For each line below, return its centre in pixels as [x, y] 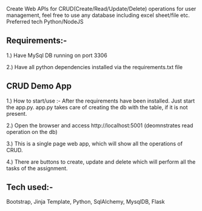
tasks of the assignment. [37, 168]
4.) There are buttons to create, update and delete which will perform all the [101, 162]
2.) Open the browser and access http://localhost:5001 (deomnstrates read [100, 125]
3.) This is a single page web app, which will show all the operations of [95, 143]
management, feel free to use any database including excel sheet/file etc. [98, 15]
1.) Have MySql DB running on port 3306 [57, 55]
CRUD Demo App [39, 86]
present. [17, 113]
